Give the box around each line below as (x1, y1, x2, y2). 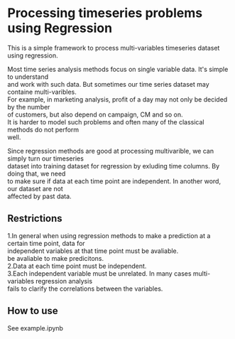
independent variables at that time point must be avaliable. (7, 247, 179, 255)
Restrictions (7, 212, 62, 225)
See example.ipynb (7, 323, 64, 332)
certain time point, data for (7, 239, 85, 247)
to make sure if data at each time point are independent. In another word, (7, 176, 222, 185)
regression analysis (35, 276, 93, 285)
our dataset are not (7, 184, 64, 193)
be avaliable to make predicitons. (7, 254, 104, 262)
